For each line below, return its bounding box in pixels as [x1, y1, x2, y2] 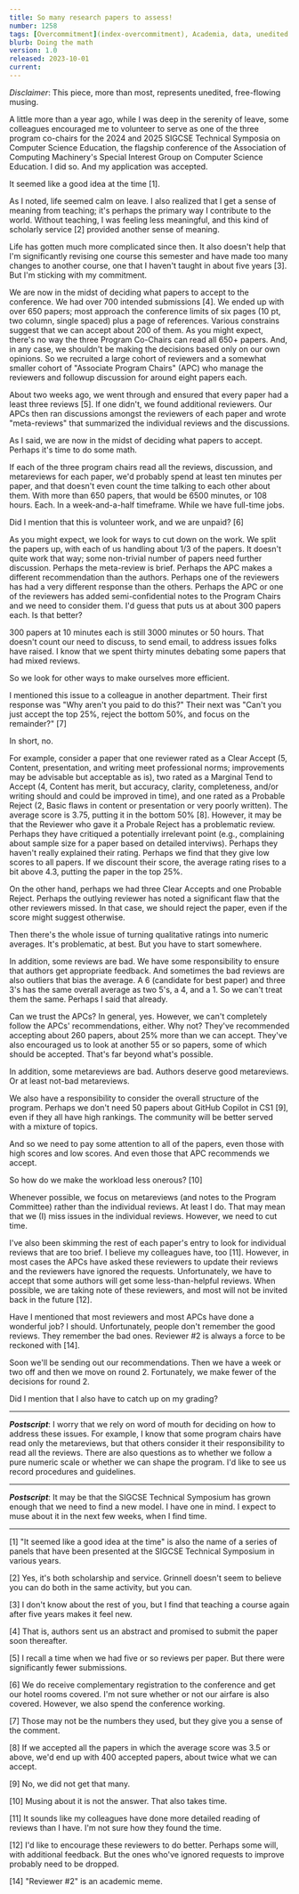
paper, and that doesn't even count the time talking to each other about [9, 480, 271, 491]
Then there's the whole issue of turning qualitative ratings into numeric [9, 929, 269, 939]
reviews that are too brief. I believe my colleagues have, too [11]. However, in [9, 1247, 289, 1257]
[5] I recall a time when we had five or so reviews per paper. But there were [9, 1653, 286, 1663]
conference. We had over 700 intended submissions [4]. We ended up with [9, 296, 285, 307]
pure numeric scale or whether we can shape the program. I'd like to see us [9, 1457, 287, 1467]
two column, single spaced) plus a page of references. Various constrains [9, 315, 280, 326]
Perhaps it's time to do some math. [9, 444, 138, 455]
